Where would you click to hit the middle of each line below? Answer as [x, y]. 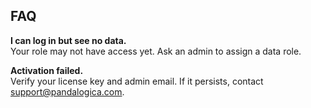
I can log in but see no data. [68, 40]
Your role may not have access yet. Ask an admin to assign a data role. [156, 51]
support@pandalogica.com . [67, 91]
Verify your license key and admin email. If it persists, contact [137, 81]
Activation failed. [47, 70]
